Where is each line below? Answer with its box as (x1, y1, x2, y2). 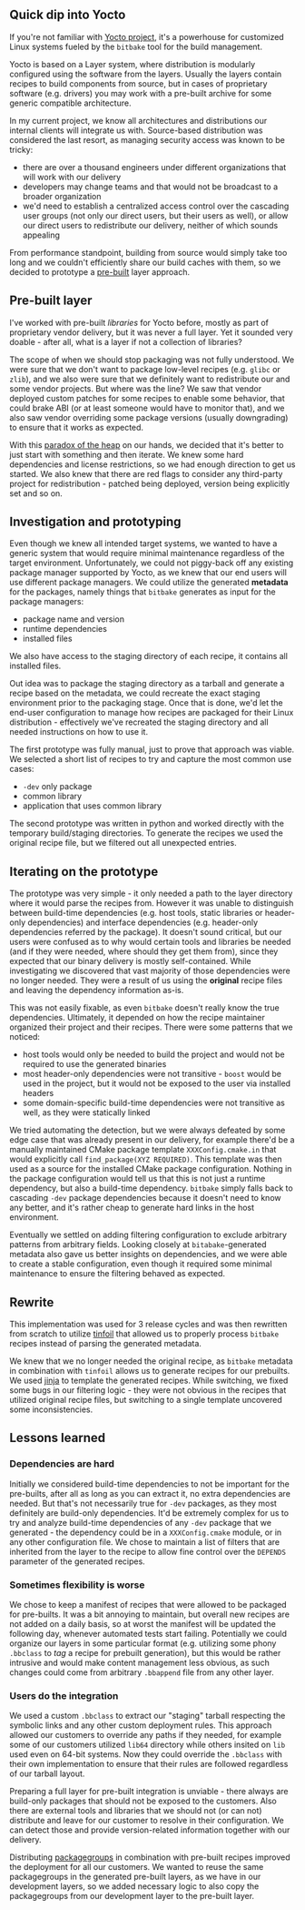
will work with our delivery (22, 171, 122, 182)
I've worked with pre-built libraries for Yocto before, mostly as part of (9, 317, 270, 328)
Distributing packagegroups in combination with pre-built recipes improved (9, 1852, 290, 1863)
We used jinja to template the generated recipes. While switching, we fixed (9, 1375, 289, 1387)
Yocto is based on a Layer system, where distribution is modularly (9, 58, 256, 69)
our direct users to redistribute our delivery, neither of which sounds (22, 219, 279, 230)
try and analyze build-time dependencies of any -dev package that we (9, 1517, 272, 1528)
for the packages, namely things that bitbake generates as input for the (9, 586, 276, 597)
